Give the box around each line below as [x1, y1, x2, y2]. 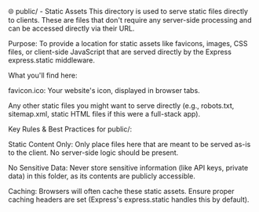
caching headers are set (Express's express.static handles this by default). [8, 195, 250, 204]
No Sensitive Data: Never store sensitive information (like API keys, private [8, 163, 249, 172]
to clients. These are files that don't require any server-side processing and [8, 16, 252, 24]
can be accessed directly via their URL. [8, 23, 135, 33]
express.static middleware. [8, 56, 96, 65]
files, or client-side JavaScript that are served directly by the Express [8, 47, 232, 56]
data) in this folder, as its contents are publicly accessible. [8, 171, 196, 181]
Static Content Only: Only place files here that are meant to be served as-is [8, 140, 251, 149]
